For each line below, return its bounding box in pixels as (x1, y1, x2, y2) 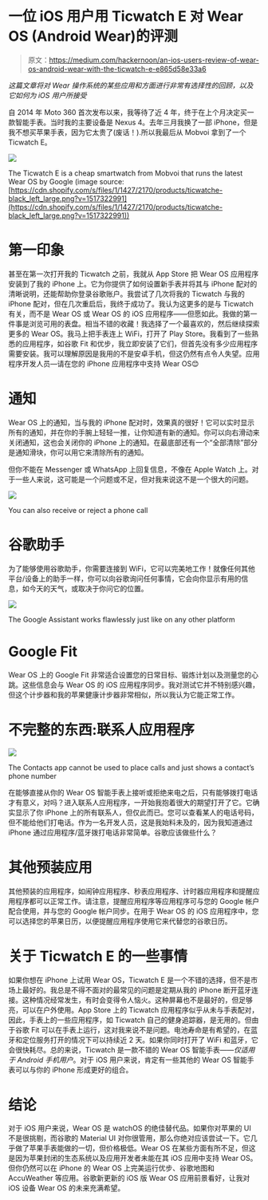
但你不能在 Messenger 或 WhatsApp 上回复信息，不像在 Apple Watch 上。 (8, 464, 253, 474)
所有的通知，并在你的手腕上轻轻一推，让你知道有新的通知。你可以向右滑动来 (8, 428, 260, 437)
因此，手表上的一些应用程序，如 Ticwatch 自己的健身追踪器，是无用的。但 (8, 1015, 253, 1024)
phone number (8, 771, 57, 780)
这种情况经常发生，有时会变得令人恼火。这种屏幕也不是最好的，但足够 (22, 995, 253, 1005)
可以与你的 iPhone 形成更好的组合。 (14, 1064, 133, 1074)
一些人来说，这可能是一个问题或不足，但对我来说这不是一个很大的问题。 (14, 474, 253, 484)
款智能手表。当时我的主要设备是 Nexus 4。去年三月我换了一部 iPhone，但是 (8, 117, 258, 127)
